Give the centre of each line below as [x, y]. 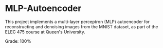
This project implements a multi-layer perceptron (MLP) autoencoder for [77, 22]
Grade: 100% [18, 41]
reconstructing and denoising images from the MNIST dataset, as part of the [81, 26]
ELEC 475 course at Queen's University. [45, 32]
